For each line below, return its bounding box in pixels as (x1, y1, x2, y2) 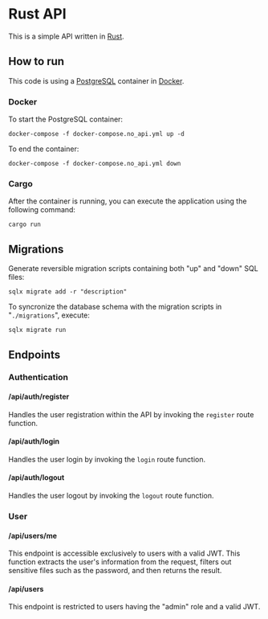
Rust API (8, 5, 67, 23)
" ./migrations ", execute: (8, 310, 91, 320)
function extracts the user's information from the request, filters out (8, 557, 232, 567)
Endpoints (8, 347, 61, 362)
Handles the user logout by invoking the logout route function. (8, 491, 214, 501)
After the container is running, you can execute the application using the (8, 196, 247, 206)
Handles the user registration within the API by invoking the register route (8, 409, 254, 419)
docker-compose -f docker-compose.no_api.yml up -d (8, 130, 185, 138)
